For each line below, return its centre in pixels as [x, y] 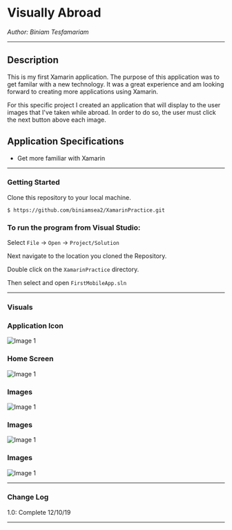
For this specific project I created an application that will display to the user [114, 104]
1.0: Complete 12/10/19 [39, 512]
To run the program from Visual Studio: [74, 228]
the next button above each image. [57, 120]
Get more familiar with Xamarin [61, 158]
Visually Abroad [54, 13]
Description [33, 60]
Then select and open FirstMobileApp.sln [67, 283]
